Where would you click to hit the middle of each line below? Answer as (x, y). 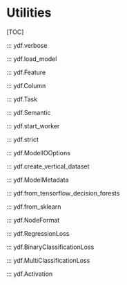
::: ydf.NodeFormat (33, 220)
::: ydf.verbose (27, 45)
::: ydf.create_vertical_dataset (48, 166)
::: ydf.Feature (26, 72)
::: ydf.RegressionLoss (38, 233)
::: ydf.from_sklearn (34, 207)
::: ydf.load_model (32, 59)
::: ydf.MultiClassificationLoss (48, 260)
